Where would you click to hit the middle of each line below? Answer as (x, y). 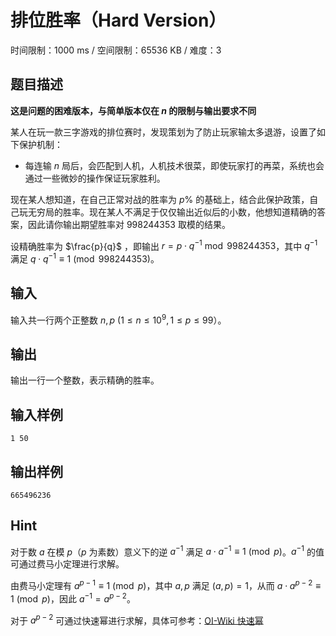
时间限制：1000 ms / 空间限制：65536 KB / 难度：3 (116, 50)
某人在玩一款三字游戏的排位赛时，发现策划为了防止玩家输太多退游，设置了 (163, 132)
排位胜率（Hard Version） (118, 20)
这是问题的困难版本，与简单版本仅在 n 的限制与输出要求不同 (133, 110)
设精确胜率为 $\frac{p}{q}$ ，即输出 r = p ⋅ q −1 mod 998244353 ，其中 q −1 (164, 245)
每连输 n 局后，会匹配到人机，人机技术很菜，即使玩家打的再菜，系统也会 (174, 165)
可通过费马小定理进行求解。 (67, 564)
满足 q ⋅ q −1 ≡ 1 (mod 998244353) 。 (85, 258)
